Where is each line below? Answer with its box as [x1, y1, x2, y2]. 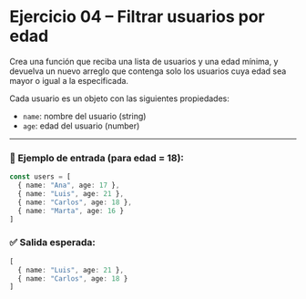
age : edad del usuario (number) [22, 120, 140, 131]
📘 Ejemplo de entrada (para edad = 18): [9, 151, 185, 164]
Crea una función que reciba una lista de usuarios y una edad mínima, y [9, 56, 279, 67]
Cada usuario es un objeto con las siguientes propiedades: [9, 93, 229, 104]
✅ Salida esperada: [9, 236, 96, 249]
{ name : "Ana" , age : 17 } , [17, 180, 120, 191]
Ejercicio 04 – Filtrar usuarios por [9, 6, 266, 27]
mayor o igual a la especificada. [9, 75, 129, 86]
